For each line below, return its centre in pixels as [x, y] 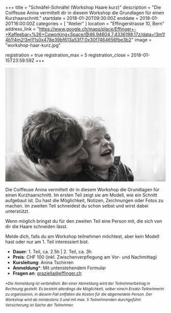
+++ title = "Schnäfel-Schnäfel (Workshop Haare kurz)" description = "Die [83, 7]
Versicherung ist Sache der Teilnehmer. [40, 305]
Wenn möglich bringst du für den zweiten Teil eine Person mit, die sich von [84, 221]
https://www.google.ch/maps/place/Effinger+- [88, 29]
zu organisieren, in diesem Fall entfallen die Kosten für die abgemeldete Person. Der [79, 294]
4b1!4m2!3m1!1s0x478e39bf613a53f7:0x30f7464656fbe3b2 [68, 40]
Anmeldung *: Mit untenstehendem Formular [59, 268]
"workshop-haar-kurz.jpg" [33, 45]
